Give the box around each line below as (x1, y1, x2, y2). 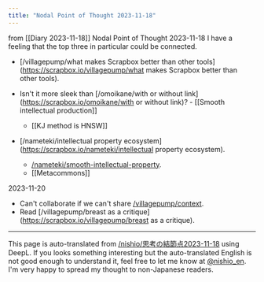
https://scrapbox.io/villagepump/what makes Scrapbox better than (22, 65, 238, 75)
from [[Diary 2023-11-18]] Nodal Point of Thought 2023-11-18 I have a (8, 33, 233, 43)
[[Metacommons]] (31, 168, 90, 177)
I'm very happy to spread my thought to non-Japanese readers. (8, 265, 214, 274)
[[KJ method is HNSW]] (31, 121, 108, 130)
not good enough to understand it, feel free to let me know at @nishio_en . (8, 256, 247, 265)
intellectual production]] (19, 106, 97, 115)
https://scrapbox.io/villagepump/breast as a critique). (22, 215, 195, 224)
